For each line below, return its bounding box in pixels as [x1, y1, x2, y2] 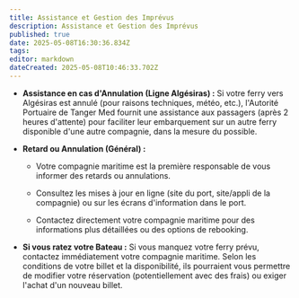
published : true [9, 30, 70, 39]
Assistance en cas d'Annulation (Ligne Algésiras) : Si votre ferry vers [22, 87, 285, 99]
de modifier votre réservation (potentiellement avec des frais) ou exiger [22, 270, 287, 281]
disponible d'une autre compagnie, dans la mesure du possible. [22, 126, 258, 136]
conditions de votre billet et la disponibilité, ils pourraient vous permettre [22, 260, 291, 271]
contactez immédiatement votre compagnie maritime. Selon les [22, 250, 257, 261]
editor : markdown [9, 55, 75, 64]
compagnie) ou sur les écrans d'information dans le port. [35, 197, 247, 207]
